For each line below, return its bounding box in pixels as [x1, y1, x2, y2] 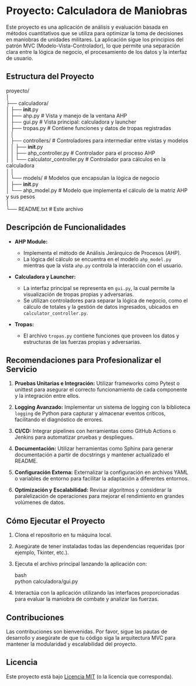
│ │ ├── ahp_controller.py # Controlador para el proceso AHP [6, 149, 156, 156]
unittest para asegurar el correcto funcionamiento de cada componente [14, 386, 187, 393]
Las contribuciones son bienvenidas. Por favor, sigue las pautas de [6, 628, 168, 635]
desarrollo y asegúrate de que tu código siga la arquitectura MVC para [6, 634, 176, 641]
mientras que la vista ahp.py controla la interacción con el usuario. [23, 262, 183, 269]
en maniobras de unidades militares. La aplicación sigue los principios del [6, 36, 184, 43]
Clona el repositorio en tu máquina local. [14, 531, 112, 538]
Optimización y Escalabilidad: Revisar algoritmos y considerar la [14, 486, 172, 493]
